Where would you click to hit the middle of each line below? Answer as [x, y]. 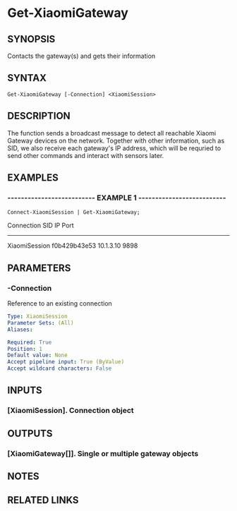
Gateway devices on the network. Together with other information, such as [116, 140]
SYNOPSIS [31, 39]
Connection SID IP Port [41, 226]
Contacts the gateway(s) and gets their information [81, 56]
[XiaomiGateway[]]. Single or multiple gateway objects [103, 453]
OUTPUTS [30, 433]
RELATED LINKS [43, 500]
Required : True [30, 342]
